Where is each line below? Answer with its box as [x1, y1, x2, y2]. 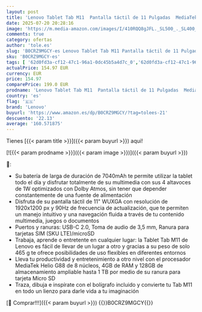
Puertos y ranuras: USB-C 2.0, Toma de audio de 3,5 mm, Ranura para [14, 223, 189, 231]
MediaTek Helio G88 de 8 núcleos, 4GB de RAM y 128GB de [14, 262, 164, 269]
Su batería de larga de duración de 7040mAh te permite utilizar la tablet [14, 172, 193, 179]
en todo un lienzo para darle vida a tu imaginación [14, 287, 139, 295]
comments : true [6, 31, 44, 37]
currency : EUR [6, 70, 42, 76]
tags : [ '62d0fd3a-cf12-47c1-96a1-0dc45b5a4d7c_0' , [6, 59, 138, 65]
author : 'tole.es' [6, 43, 52, 49]
